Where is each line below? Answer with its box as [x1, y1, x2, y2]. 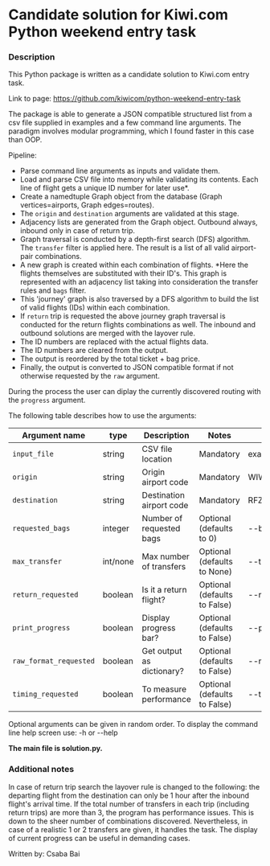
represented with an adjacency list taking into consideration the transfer [19, 277, 259, 287]
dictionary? [141, 666, 185, 677]
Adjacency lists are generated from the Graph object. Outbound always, [19, 217, 259, 227]
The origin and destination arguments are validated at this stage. [19, 209, 239, 219]
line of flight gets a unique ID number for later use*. [19, 183, 190, 193]
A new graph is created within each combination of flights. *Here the [19, 260, 249, 270]
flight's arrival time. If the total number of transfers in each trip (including [8, 798, 250, 809]
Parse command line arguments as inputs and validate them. [19, 166, 221, 176]
